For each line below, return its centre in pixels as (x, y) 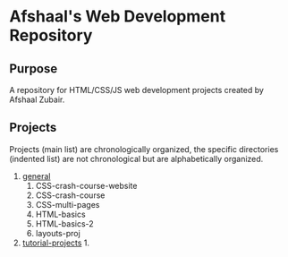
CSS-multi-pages (68, 204)
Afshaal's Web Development (118, 17)
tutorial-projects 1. (56, 243)
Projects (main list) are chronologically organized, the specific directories (144, 149)
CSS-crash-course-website (86, 185)
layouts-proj (58, 233)
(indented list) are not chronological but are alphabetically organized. (136, 158)
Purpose (34, 69)
